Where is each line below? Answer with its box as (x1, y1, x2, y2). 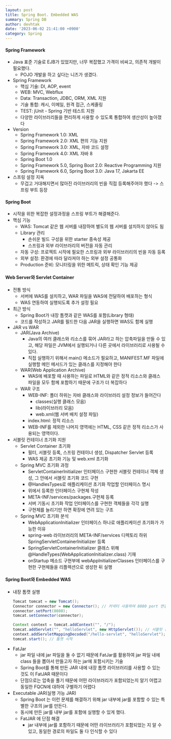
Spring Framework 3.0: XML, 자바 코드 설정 (20, 144, 109, 150)
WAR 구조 (20, 386, 40, 392)
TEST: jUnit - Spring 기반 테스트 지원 (20, 108, 95, 114)
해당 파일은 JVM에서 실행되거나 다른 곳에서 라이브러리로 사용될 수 (35, 342, 165, 348)
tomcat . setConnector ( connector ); (12, 613, 84, 618)
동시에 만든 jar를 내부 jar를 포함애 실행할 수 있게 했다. (20, 709, 126, 715)
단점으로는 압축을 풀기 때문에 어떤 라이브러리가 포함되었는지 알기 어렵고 (20, 677, 162, 683)
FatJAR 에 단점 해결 (20, 715, 60, 721)
